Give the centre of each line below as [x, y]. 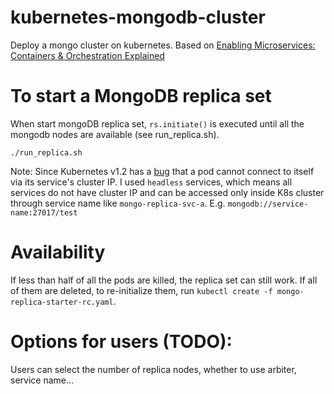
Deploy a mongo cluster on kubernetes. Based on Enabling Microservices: [163, 45]
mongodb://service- [268, 204]
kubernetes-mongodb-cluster [138, 17]
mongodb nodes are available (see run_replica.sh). [115, 134]
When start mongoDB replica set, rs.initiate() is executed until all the [157, 123]
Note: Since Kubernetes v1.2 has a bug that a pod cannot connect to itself [162, 171]
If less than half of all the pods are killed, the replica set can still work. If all [164, 280]
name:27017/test [44, 212]
